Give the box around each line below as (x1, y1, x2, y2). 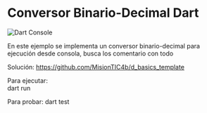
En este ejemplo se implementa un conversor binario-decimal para (7, 41, 201, 50)
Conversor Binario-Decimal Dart (7, 5, 199, 21)
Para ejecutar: (7, 76, 48, 85)
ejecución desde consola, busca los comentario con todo (7, 49, 174, 58)
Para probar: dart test (7, 97, 70, 106)
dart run (7, 84, 31, 92)
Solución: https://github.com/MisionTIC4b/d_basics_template (7, 62, 185, 71)
